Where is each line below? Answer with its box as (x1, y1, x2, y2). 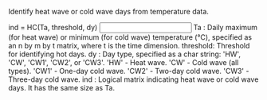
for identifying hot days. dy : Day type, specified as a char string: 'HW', (8, 49, 241, 59)
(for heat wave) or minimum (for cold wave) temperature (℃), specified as (8, 33, 253, 42)
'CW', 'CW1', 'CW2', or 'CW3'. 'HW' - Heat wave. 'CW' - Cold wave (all (8, 58, 239, 67)
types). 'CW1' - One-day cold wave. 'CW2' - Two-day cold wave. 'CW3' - (8, 67, 249, 75)
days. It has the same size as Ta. (8, 83, 116, 92)
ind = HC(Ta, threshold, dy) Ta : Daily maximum (8, 23, 257, 32)
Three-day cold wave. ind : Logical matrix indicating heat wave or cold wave (8, 75, 259, 84)
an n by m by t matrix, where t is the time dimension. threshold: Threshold (8, 41, 250, 50)
